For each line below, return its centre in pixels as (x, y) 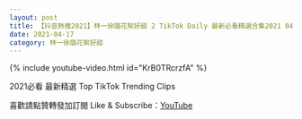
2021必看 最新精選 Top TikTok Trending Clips (93, 87)
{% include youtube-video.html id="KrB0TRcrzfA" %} (108, 68)
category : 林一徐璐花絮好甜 (56, 42)
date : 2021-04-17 (42, 34)
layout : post (34, 17)
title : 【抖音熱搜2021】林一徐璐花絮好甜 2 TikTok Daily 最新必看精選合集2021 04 (151, 26)
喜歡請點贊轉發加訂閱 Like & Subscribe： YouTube (101, 106)
